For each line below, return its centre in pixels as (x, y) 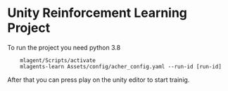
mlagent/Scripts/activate (58, 60)
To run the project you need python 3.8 (64, 47)
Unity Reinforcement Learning (97, 13)
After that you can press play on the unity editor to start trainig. (99, 80)
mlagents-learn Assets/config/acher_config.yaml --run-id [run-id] (121, 66)
